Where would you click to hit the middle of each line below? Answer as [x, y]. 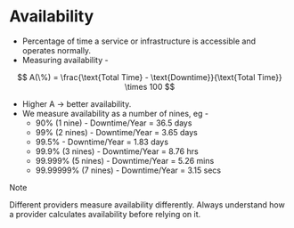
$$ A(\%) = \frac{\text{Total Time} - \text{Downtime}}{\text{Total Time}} [150, 77]
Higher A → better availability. [77, 103]
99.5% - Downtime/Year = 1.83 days [102, 142]
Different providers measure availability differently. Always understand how [147, 204]
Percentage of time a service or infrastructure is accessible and [139, 41]
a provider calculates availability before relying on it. [105, 214]
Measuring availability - [65, 60]
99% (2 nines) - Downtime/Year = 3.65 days [116, 132]
